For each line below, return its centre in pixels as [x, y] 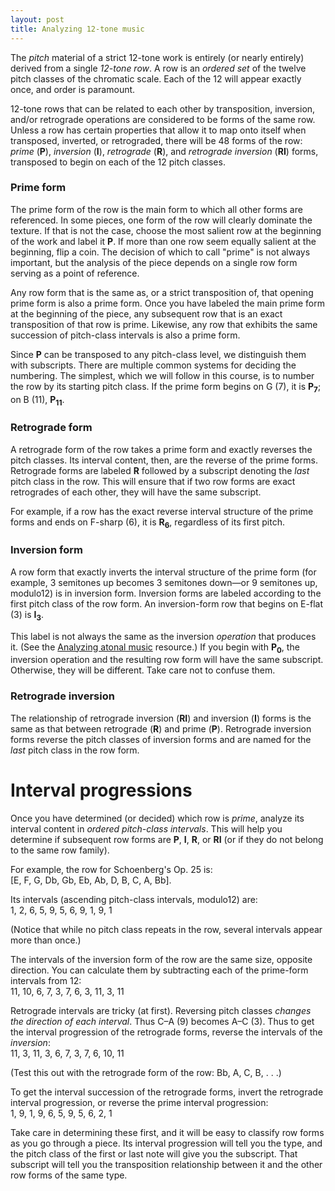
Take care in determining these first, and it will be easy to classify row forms [167, 1132]
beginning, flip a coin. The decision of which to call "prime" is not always [160, 252]
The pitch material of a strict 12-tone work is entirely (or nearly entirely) [157, 57]
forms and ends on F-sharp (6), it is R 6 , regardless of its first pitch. [147, 523]
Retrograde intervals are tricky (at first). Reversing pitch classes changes [161, 1010]
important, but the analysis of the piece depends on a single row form [154, 262]
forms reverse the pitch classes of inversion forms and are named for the [161, 739]
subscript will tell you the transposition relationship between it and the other [166, 1164]
